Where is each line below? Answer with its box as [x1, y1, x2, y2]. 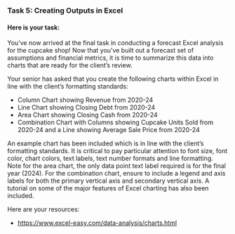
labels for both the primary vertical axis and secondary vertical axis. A [7, 176, 210, 185]
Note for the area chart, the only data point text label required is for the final [7, 162, 227, 170]
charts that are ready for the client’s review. [7, 61, 133, 70]
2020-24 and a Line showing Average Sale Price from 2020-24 [17, 126, 200, 134]
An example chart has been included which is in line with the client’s [7, 139, 205, 148]
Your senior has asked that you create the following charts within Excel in [7, 74, 219, 83]
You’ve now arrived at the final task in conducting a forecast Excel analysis [7, 39, 224, 47]
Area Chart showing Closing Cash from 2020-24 [17, 111, 158, 119]
